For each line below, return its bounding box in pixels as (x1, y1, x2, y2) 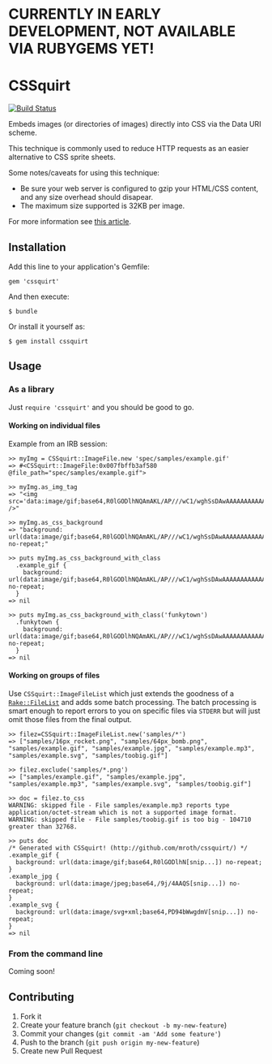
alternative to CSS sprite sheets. (8, 152, 116, 162)
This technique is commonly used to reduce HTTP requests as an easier (8, 144, 249, 154)
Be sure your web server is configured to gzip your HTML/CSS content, (19, 184, 259, 193)
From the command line (8, 948, 104, 959)
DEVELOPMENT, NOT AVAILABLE (8, 22, 236, 41)
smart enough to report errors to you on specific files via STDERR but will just (8, 706, 261, 716)
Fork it (19, 1012, 42, 1022)
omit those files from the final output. (8, 715, 132, 724)
